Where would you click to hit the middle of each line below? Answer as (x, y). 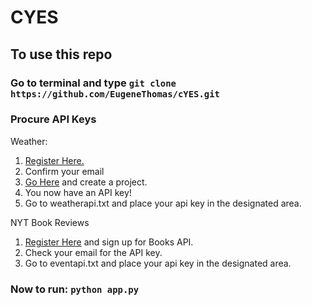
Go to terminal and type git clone (93, 83)
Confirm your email (64, 171)
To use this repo (61, 54)
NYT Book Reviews (50, 222)
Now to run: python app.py (75, 289)
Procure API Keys (53, 119)
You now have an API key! (78, 192)
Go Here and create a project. (86, 182)
